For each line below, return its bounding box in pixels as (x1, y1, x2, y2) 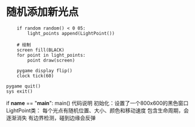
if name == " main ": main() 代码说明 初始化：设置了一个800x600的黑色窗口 (6, 99, 189, 106)
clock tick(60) (17, 73, 54, 79)
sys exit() (6, 88, 33, 95)
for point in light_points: (17, 52, 86, 58)
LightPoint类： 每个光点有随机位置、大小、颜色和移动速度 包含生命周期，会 (6, 107, 189, 114)
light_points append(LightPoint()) (27, 30, 115, 36)
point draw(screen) (27, 57, 76, 63)
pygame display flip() (17, 67, 73, 74)
